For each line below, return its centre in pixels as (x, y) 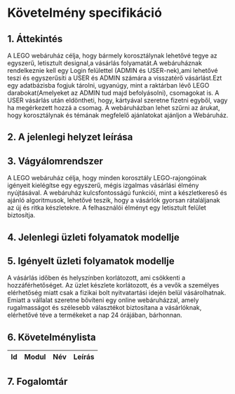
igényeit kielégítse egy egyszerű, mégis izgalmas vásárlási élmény (103, 185)
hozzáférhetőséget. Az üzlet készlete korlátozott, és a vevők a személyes (113, 285)
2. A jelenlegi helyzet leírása (70, 137)
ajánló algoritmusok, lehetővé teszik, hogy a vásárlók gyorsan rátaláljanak (114, 201)
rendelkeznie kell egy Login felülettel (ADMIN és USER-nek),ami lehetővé (113, 70)
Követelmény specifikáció (85, 13)
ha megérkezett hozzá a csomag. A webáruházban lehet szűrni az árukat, (114, 108)
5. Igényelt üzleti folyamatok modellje (91, 261)
